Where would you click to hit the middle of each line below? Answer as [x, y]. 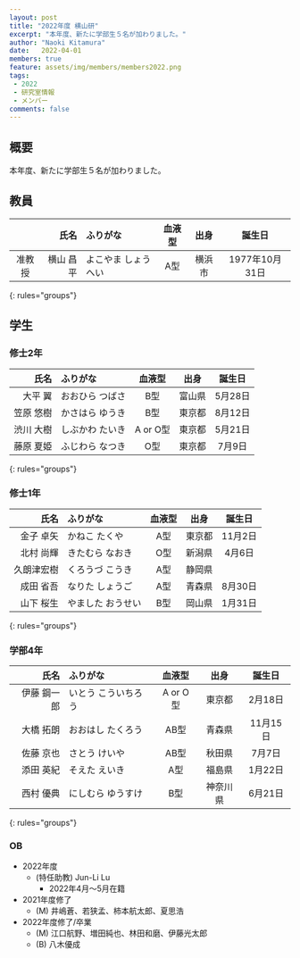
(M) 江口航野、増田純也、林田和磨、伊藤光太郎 [121, 933]
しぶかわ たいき [94, 429]
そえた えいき [96, 771]
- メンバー [31, 100]
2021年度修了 [47, 900]
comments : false [39, 109]
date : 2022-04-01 [46, 51]
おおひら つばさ [94, 396]
